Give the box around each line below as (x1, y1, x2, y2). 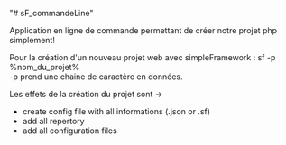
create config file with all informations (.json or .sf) (22, 106, 210, 116)
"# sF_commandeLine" (9, 8, 94, 18)
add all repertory (22, 116, 85, 126)
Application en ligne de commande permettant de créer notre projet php (9, 25, 278, 35)
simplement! (9, 35, 56, 45)
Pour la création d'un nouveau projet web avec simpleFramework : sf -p (9, 52, 276, 62)
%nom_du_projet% (9, 62, 80, 72)
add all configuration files (22, 125, 117, 136)
